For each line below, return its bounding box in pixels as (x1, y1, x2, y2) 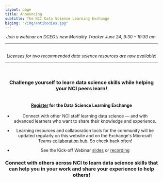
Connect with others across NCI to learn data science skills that (5, 160, 158, 166)
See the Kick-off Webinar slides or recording (40, 148, 130, 153)
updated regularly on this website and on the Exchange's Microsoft (18, 133, 152, 139)
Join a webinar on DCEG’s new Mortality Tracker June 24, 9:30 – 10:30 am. (6, 34, 157, 40)
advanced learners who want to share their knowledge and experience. (14, 118, 157, 124)
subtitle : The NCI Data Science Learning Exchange (5, 16, 110, 21)
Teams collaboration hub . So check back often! (38, 138, 132, 144)
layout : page (5, 7, 32, 12)
